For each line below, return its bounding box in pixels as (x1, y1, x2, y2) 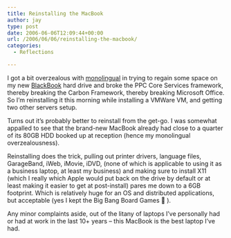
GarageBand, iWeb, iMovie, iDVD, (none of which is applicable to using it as (7, 159, 223, 167)
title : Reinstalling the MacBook (7, 10, 104, 17)
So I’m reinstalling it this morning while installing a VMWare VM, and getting (7, 95, 223, 104)
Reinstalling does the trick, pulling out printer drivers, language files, (7, 152, 202, 160)
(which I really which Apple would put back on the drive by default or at (7, 174, 211, 182)
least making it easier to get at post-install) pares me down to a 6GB (7, 181, 201, 190)
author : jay (7, 17, 41, 24)
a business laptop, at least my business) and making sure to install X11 (7, 167, 207, 175)
